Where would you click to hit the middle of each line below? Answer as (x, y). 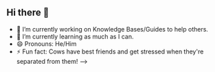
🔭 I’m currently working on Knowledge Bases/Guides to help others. (112, 29)
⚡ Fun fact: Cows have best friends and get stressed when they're (110, 51)
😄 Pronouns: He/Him (46, 44)
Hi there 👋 (28, 13)
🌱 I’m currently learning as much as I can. (75, 36)
